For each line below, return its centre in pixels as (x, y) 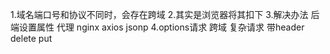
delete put (31, 38)
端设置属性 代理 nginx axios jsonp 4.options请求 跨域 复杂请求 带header (157, 27)
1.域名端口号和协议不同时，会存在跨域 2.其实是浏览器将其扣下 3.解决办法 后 (165, 14)
